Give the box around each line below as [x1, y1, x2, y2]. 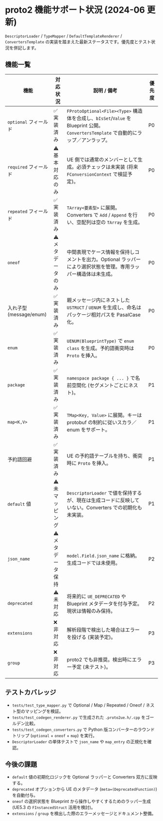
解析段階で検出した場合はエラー [66, 626, 140, 633]
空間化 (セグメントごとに [71, 382, 129, 388]
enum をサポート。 [66, 426, 111, 433]
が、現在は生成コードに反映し [66, 497, 135, 504]
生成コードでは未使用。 [66, 559, 120, 566]
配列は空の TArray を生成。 [81, 219, 143, 225]
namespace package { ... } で [66, 374, 135, 381]
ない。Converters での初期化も [71, 504, 142, 511]
